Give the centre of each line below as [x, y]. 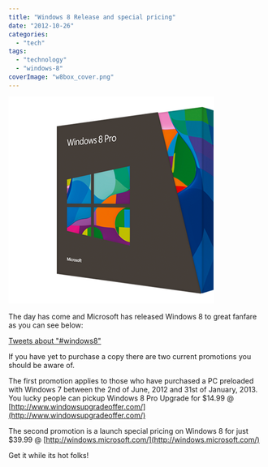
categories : [28, 34]
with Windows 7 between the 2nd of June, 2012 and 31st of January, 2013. [133, 389]
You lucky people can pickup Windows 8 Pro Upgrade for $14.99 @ [121, 398]
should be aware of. [42, 365]
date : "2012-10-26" [41, 26]
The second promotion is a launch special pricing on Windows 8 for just [129, 431]
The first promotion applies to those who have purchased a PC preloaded [131, 380]
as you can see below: [46, 325]
